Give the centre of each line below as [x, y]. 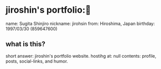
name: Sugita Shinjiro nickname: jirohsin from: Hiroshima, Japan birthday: [80, 23]
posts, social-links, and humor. [37, 61]
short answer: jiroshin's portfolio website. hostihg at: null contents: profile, [81, 56]
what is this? [26, 44]
